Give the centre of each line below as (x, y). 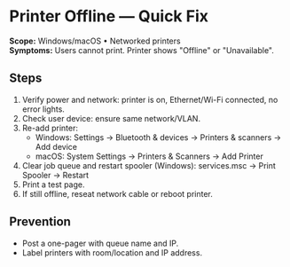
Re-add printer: (50, 128)
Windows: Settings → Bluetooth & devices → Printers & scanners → (158, 137)
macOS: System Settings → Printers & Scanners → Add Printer (149, 156)
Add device (56, 146)
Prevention (40, 222)
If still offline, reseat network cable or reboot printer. (117, 193)
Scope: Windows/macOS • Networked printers (95, 41)
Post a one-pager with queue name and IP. (100, 243)
